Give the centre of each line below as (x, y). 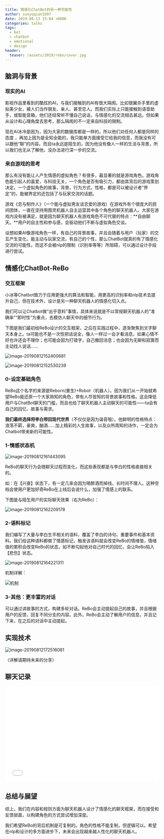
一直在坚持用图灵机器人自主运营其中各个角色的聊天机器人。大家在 (88, 210)
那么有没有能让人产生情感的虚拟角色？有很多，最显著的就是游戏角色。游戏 (80, 175)
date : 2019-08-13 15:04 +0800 (36, 19)
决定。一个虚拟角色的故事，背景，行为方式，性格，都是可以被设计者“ (74, 188)
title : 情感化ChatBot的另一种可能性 (39, 10)
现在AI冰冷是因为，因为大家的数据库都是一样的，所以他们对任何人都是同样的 (82, 132)
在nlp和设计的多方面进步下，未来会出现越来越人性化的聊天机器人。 (72, 832)
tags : (10, 28)
